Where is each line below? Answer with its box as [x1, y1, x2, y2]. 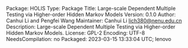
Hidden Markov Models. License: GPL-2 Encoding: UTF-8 [6, 29, 145, 36]
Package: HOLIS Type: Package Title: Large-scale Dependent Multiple [6, 5, 176, 12]
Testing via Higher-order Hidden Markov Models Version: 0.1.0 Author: [6, 11, 176, 18]
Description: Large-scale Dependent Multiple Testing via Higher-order [6, 23, 176, 30]
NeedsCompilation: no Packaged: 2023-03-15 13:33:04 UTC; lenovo [6, 36, 172, 42]
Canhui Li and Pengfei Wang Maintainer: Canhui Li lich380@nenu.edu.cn [6, 17, 182, 24]
